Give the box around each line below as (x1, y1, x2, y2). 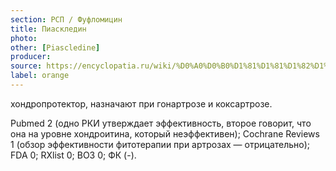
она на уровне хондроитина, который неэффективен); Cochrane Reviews (10, 127, 320, 140)
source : (10, 61, 43, 71)
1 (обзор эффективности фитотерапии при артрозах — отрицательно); (10, 138, 311, 150)
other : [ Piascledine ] (10, 42, 101, 53)
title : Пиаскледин (10, 24, 87, 34)
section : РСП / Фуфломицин (10, 14, 123, 25)
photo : (10, 33, 38, 43)
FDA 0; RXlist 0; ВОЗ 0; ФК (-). (10, 149, 137, 161)
